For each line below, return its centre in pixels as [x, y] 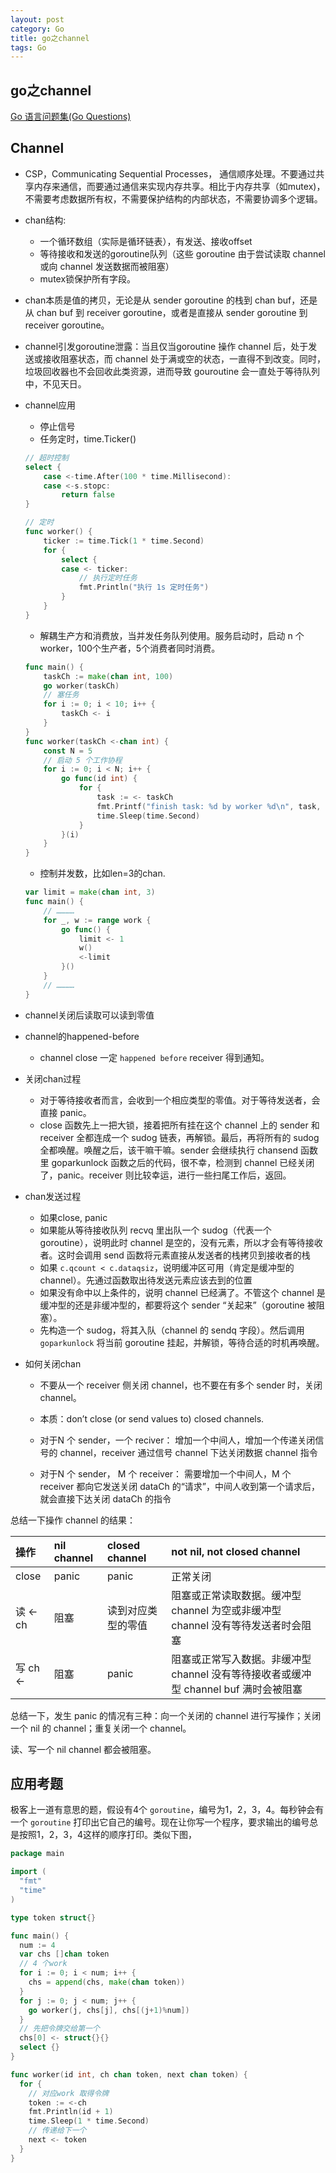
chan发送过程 [53, 1196]
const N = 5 [68, 751]
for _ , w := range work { [97, 920]
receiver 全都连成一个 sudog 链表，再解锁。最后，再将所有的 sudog [179, 1137]
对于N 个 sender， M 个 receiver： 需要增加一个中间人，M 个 [165, 1473]
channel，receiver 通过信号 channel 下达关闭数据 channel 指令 [188, 1452]
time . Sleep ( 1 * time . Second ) [89, 2121]
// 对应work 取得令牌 [69, 2093]
